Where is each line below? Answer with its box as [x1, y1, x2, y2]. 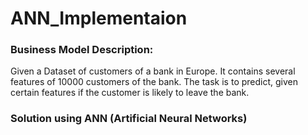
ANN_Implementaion [10, 7, 188, 30]
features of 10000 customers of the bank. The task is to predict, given [10, 76, 299, 88]
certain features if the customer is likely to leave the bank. [10, 87, 250, 99]
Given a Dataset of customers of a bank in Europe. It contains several [10, 65, 296, 77]
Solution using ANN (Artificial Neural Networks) [10, 112, 248, 126]
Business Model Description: [10, 43, 154, 57]
